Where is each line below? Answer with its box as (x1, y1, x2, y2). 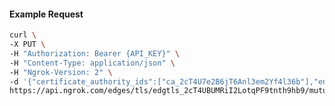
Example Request (9, 8, 84, 20)
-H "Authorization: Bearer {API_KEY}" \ (9, 48, 181, 59)
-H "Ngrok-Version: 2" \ (9, 67, 113, 77)
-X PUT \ (9, 40, 46, 50)
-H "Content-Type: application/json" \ (9, 58, 176, 68)
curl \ (9, 30, 37, 40)
